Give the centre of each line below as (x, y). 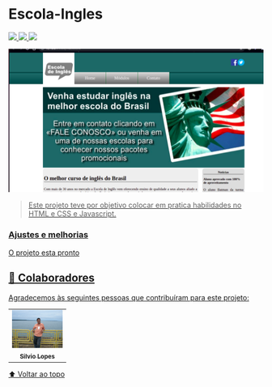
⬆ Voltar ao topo (37, 374)
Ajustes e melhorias (49, 235)
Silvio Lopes (37, 357)
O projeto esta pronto (44, 253)
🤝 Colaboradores (52, 278)
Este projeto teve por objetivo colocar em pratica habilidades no (135, 205)
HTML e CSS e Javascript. (72, 214)
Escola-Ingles (56, 14)
